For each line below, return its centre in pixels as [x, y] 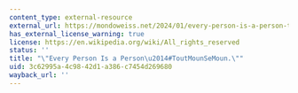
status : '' [29, 50]
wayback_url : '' [39, 75]
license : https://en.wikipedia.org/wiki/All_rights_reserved [125, 42]
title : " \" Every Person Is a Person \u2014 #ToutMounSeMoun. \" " [126, 58]
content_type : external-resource [71, 17]
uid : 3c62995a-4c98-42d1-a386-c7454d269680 [91, 67]
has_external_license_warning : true [77, 34]
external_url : [35, 26]
